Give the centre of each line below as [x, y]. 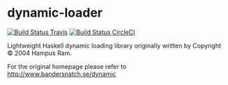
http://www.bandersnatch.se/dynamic [62, 74]
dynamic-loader [55, 13]
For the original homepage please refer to [67, 66]
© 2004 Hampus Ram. [39, 53]
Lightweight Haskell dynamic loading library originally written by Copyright [114, 45]
